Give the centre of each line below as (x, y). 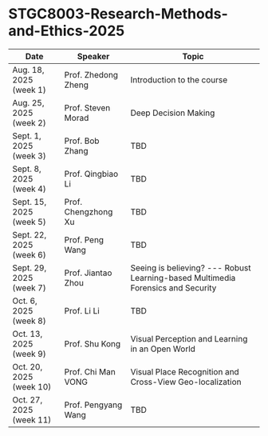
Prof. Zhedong (91, 74)
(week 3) (29, 155)
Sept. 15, (30, 202)
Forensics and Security (173, 287)
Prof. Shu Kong (93, 343)
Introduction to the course (179, 79)
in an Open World (163, 349)
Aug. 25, (28, 102)
